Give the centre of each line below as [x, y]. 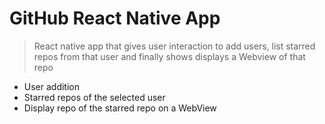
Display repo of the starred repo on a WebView [120, 108]
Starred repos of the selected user [94, 97]
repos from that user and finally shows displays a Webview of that [169, 56]
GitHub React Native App [115, 18]
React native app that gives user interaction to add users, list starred [174, 46]
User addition [52, 86]
